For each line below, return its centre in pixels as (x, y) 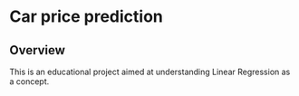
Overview (38, 50)
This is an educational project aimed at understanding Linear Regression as (150, 72)
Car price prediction (86, 17)
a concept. (29, 82)
